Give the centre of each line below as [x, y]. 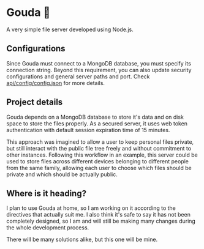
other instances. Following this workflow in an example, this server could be [102, 155]
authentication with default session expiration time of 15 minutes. [88, 130]
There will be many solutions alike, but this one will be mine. [82, 240]
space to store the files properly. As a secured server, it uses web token [97, 123]
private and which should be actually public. [62, 174]
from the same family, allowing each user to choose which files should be [99, 168]
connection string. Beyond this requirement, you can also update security [99, 70]
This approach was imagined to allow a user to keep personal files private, [100, 142]
